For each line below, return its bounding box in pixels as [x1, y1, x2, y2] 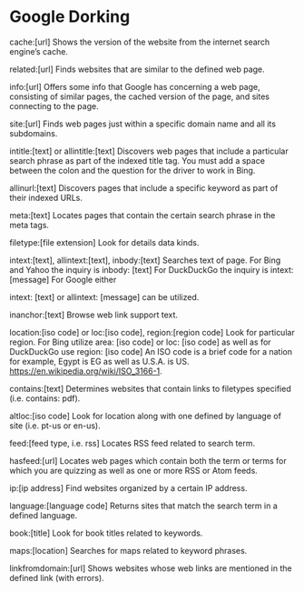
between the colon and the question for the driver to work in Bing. [9, 165, 256, 176]
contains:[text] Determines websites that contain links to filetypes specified [9, 383, 292, 394]
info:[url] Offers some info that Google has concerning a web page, [9, 81, 260, 92]
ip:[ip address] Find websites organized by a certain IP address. [9, 482, 248, 493]
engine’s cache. [9, 45, 68, 56]
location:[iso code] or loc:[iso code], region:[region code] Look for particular [9, 326, 295, 337]
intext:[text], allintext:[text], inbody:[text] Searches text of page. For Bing [9, 255, 281, 266]
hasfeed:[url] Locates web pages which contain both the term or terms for [9, 455, 288, 466]
